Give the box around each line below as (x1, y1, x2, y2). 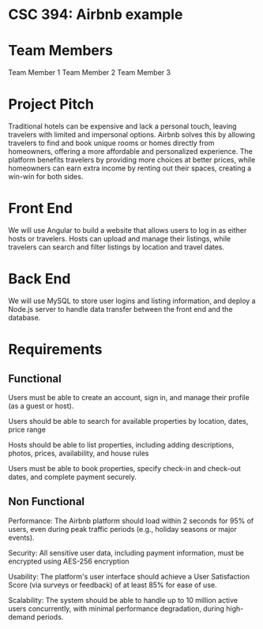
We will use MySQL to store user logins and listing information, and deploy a (8, 296, 256, 305)
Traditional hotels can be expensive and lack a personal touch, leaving (8, 122, 237, 131)
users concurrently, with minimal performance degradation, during (8, 604, 225, 613)
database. (8, 313, 41, 322)
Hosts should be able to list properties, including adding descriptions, (8, 440, 235, 449)
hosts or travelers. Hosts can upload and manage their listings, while (8, 234, 231, 243)
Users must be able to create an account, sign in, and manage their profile (8, 392, 250, 402)
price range (8, 425, 46, 434)
